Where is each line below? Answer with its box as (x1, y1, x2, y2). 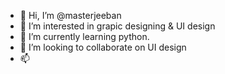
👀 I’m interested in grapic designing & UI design (19, 20, 216, 32)
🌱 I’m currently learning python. (19, 31, 150, 42)
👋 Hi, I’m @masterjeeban (19, 10, 122, 21)
